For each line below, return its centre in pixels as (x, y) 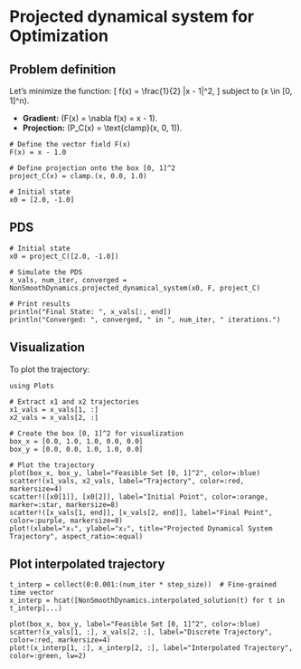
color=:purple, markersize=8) (66, 521)
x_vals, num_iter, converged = (68, 280)
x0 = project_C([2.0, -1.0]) (64, 256)
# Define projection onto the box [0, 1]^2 (93, 168)
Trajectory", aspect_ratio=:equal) (76, 536)
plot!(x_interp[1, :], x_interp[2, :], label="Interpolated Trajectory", (151, 648)
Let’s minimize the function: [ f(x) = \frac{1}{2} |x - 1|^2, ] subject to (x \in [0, (151, 91)
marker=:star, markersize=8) (64, 504)
